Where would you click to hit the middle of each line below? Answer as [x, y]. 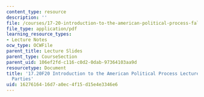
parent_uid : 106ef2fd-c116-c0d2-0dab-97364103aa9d [72, 62]
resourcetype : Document [36, 68]
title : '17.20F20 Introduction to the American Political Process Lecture [103, 74]
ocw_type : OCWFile [29, 46]
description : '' [27, 17]
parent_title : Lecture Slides [45, 51]
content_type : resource [36, 12]
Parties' [23, 79]
